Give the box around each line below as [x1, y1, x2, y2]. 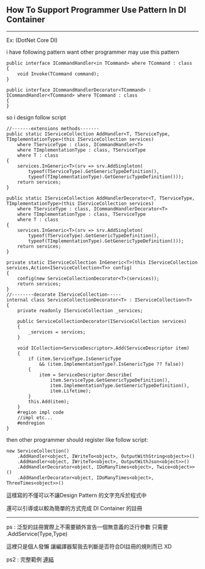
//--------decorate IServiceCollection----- [6, 291, 121, 297]
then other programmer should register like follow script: [6, 436, 148, 443]
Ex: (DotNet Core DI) [6, 36, 58, 43]
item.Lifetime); [49, 388, 92, 394]
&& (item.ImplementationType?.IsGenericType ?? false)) [38, 361, 184, 367]
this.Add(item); [28, 398, 70, 404]
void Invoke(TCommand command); [17, 70, 99, 77]
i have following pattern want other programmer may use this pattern [6, 48, 180, 56]
